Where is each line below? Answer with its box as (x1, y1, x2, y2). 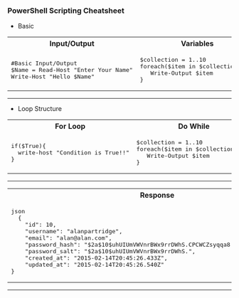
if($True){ (11, 142, 46, 149)
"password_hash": (24, 241, 81, 249)
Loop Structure (17, 105, 63, 113)
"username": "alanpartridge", (24, 228, 123, 235)
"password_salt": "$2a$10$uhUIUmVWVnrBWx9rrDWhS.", (24, 248, 196, 255)
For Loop (54, 122, 86, 132)
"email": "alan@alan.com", (24, 234, 112, 242)
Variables (181, 38, 214, 48)
